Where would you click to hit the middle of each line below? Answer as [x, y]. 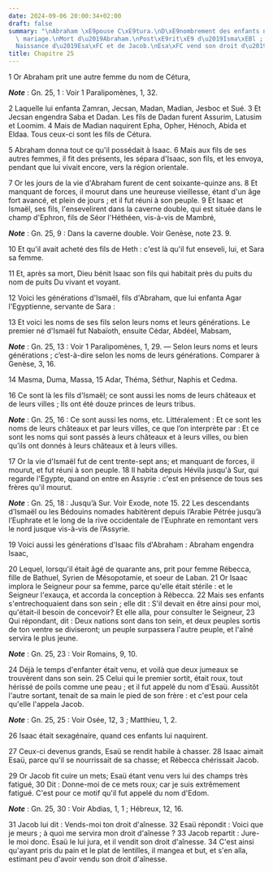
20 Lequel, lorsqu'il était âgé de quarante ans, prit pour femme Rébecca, [130, 569]
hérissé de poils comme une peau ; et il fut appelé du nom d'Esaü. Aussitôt [134, 687]
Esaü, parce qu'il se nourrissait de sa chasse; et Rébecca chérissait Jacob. [134, 760]
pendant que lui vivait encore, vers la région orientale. [99, 167]
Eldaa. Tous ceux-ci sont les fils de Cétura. [80, 134]
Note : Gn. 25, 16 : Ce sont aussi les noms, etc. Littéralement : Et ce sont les [135, 420]
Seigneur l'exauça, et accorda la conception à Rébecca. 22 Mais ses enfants [136, 595]
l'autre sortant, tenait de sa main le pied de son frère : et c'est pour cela [128, 695]
